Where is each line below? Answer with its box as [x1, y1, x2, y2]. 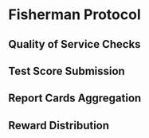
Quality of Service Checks [8, 37, 141, 51]
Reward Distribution [8, 118, 110, 132]
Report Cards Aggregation [8, 92, 142, 105]
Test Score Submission [8, 64, 125, 77]
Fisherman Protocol [8, 6, 141, 24]
